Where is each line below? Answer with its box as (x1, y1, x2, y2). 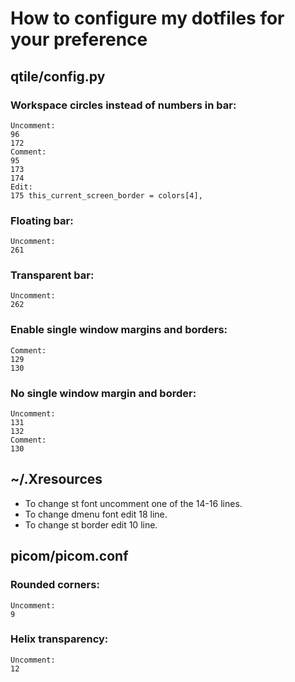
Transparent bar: (10, 268, 95, 282)
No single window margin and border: (10, 386, 197, 400)
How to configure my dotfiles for (10, 7, 285, 30)
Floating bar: (10, 213, 74, 227)
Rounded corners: (10, 578, 100, 592)
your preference (10, 28, 148, 51)
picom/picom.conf (10, 548, 129, 565)
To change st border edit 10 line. (24, 518, 158, 531)
